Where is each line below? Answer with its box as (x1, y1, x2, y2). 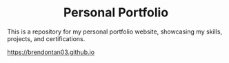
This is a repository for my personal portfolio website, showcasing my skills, (7, 27, 223, 36)
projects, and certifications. (7, 34, 86, 42)
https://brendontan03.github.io (7, 48, 95, 56)
